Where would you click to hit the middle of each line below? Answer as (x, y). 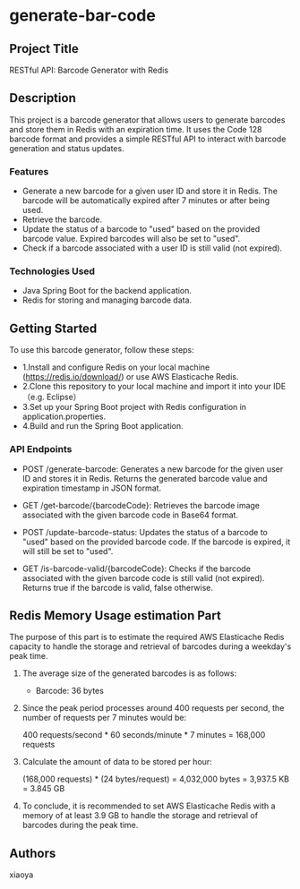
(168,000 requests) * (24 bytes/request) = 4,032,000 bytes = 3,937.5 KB (155, 779)
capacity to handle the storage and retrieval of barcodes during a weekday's (150, 646)
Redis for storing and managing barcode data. (107, 300)
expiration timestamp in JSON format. (92, 488)
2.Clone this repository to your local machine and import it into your (146, 387)
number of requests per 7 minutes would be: (104, 718)
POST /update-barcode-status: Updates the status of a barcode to (145, 532)
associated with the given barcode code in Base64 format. (130, 515)
